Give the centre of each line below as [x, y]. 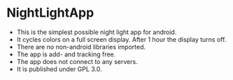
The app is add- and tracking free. [66, 54]
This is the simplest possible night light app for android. [97, 32]
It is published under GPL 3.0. [59, 69]
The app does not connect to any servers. [77, 61]
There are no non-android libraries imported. [81, 47]
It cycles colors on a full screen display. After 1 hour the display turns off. [121, 39]
